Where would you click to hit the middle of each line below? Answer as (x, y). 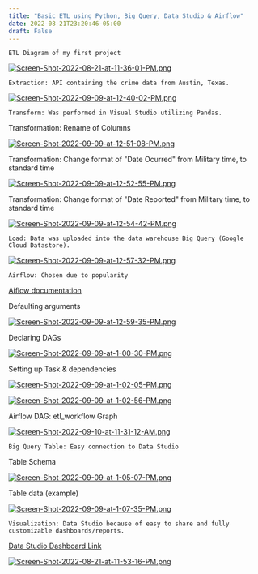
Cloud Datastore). (39, 246)
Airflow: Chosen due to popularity (68, 276)
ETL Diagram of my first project (65, 54)
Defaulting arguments (44, 306)
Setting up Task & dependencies (62, 369)
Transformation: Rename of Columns (70, 128)
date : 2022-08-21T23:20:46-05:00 (65, 24)
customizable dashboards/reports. (67, 531)
